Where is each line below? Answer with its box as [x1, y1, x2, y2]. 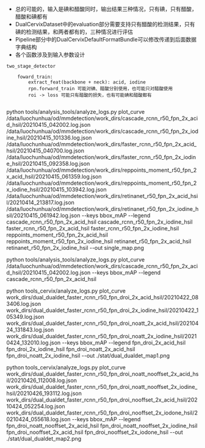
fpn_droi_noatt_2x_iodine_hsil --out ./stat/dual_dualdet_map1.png [6, 352, 170, 359]
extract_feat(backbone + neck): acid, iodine [28, 79, 146, 85]
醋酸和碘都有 [15, 13, 48, 20]
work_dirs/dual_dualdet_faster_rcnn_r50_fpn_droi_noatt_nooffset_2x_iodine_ [6, 383, 198, 390]
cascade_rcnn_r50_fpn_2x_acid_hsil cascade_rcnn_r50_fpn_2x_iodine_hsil [6, 218, 193, 226]
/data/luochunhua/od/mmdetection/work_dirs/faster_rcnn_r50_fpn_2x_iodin [6, 154, 196, 160]
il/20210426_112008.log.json [6, 377, 77, 384]
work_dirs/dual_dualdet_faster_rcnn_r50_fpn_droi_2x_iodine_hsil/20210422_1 [6, 307, 199, 314]
